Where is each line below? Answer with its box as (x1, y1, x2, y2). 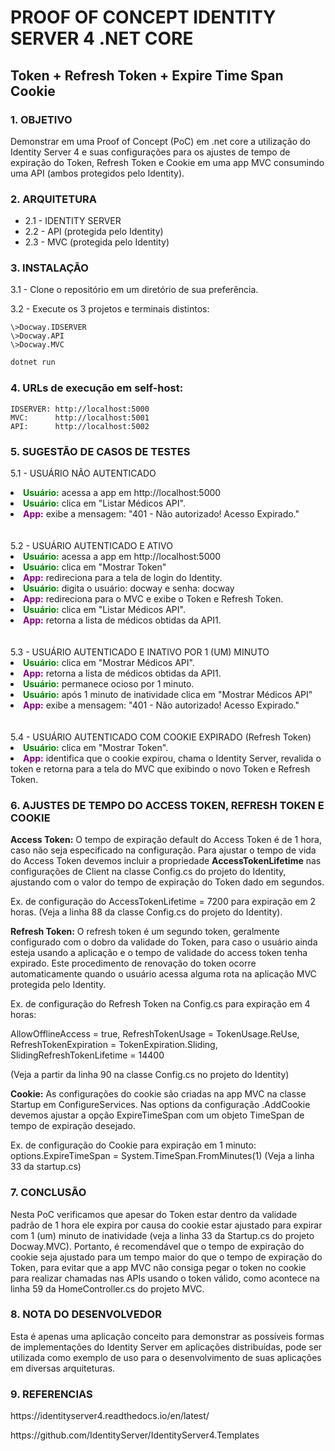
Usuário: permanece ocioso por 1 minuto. (23, 677, 195, 690)
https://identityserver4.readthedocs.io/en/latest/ (10, 1410, 210, 1422)
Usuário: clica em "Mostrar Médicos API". (23, 656, 195, 668)
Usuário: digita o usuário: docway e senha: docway (23, 582, 235, 594)
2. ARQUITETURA (10, 192, 98, 206)
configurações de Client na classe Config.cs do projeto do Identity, (10, 866, 287, 878)
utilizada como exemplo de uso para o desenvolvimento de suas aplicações (10, 1351, 322, 1363)
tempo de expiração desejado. (10, 1120, 136, 1132)
